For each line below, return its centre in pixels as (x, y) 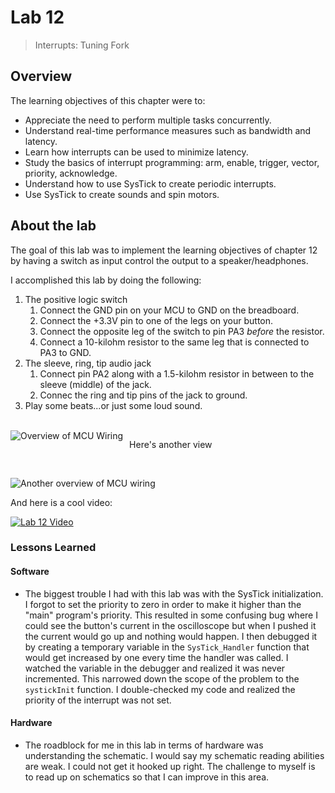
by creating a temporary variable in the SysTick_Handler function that (167, 647)
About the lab (53, 226)
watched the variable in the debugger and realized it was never (155, 668)
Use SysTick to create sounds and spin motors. (122, 194)
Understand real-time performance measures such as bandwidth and (168, 130)
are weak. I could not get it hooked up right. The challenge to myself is (170, 766)
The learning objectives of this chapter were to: (108, 100)
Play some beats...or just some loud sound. (113, 405)
